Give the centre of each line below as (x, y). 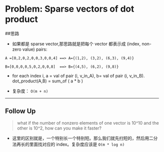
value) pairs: (35, 49)
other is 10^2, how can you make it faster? (59, 128)
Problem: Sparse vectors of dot (70, 9)
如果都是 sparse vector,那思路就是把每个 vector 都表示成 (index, (76, 44)
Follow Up (20, 111)
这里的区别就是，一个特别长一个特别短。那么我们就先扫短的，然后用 (81, 138)
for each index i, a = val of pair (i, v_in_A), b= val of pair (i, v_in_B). (78, 76)
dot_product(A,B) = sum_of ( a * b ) (48, 81)
